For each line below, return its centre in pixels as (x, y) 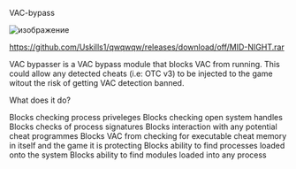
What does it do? (40, 100)
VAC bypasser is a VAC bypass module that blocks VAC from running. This (144, 64)
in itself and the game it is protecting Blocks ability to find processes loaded (147, 146)
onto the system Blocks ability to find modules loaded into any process (138, 155)
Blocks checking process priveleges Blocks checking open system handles (146, 117)
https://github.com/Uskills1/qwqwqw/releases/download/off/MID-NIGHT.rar (147, 47)
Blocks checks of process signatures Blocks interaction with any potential (144, 127)
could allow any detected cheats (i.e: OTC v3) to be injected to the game (141, 73)
